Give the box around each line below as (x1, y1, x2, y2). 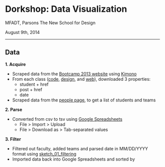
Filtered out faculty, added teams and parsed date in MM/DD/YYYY (12, 145, 148, 151)
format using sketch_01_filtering (12, 151, 77, 157)
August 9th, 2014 (5, 29, 40, 35)
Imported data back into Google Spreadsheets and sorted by (12, 156, 135, 162)
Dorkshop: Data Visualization (5, 3, 127, 15)
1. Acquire (5, 61, 26, 67)
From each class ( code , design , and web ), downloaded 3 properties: (12, 76, 151, 82)
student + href (19, 81, 49, 87)
